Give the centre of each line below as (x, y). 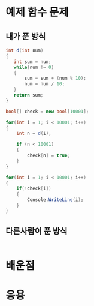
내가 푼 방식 (26, 36)
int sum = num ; (32, 61)
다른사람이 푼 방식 (37, 231)
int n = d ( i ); (34, 133)
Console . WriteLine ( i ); (55, 200)
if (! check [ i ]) (34, 189)
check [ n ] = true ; (48, 155)
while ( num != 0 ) (34, 67)
